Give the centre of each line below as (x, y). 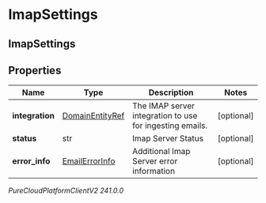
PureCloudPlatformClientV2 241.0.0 (66, 190)
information (154, 171)
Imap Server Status (168, 138)
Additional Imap (161, 152)
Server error (155, 161)
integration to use (165, 116)
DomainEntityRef (93, 116)
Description (171, 92)
